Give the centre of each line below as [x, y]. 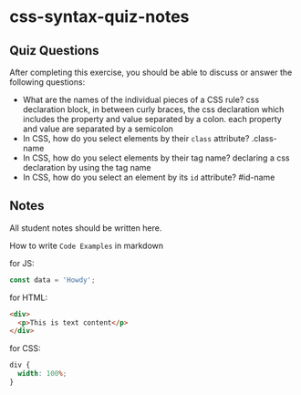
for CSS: [25, 348]
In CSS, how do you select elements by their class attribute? [136, 138]
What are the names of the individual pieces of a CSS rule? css [141, 99]
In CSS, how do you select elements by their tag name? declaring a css [156, 158]
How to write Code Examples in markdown [87, 245]
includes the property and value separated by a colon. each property [152, 119]
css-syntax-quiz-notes [99, 17]
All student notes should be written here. [86, 228]
